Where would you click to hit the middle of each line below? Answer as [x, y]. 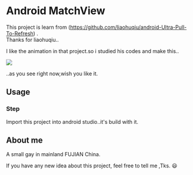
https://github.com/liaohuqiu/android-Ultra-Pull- [129, 27]
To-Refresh [20, 33]
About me [24, 141]
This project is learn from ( [38, 27]
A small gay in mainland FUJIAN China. [53, 154]
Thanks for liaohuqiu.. [32, 39]
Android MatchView [56, 11]
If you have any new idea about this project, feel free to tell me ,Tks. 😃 [92, 166]
